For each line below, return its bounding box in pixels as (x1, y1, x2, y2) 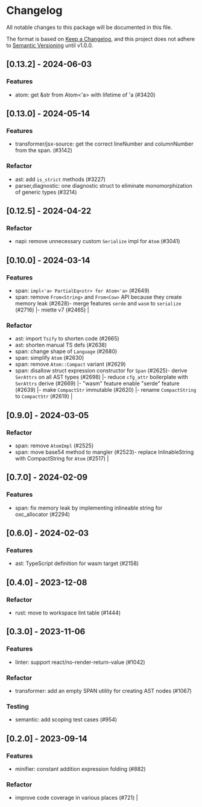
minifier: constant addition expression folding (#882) (14, 765, 146, 773)
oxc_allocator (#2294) (14, 511, 71, 518)
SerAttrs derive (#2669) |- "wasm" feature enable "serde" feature (14, 380, 180, 387)
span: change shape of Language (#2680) (14, 348, 118, 355)
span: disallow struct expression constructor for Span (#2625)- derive (14, 367, 188, 374)
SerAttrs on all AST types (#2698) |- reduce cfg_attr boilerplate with (14, 374, 188, 381)
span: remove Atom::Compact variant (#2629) (14, 360, 126, 368)
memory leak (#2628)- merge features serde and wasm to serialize (14, 299, 181, 307)
